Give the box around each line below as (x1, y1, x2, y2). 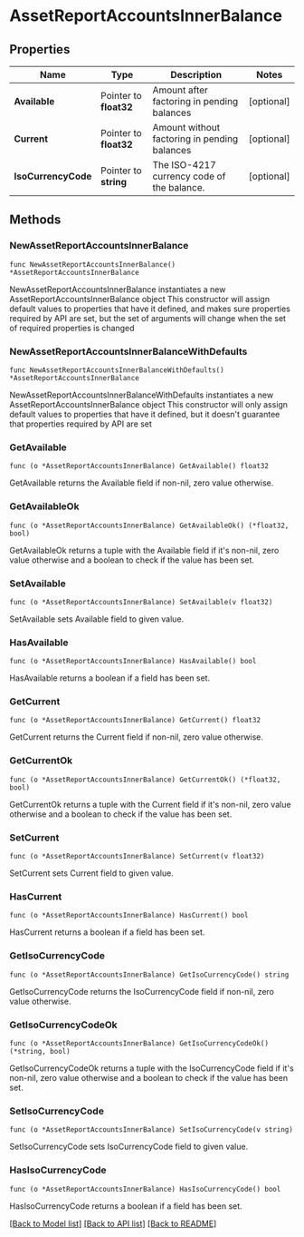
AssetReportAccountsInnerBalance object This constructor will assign (9, 293, 270, 304)
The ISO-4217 (152, 159, 217, 171)
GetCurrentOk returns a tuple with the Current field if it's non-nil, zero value (9, 799, 291, 810)
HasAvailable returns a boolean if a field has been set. (9, 672, 211, 683)
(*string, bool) (9, 1046, 71, 1055)
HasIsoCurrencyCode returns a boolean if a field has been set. (9, 1200, 242, 1212)
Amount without (152, 122, 220, 133)
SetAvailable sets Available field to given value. (9, 614, 185, 624)
